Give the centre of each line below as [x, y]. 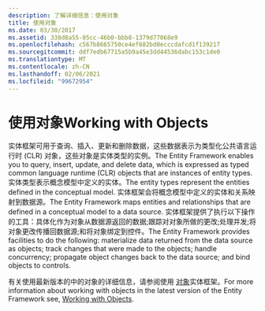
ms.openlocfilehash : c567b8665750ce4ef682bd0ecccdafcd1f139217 [114, 45]
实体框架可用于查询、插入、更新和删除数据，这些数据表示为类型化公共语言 [129, 146]
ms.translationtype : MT [47, 60]
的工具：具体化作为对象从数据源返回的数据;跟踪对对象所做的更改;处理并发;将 [132, 222]
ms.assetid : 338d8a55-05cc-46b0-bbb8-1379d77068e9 [93, 37]
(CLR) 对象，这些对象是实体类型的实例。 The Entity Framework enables [138, 156]
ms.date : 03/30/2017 [42, 30]
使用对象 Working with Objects [108, 122]
